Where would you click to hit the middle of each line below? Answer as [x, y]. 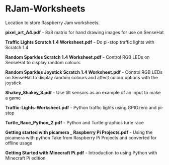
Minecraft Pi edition [25, 158]
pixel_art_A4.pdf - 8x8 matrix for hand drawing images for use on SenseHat [84, 32]
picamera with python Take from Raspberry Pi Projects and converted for [81, 137]
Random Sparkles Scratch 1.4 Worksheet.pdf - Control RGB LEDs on [77, 57]
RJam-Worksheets [45, 9]
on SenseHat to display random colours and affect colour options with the [82, 77]
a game [13, 98]
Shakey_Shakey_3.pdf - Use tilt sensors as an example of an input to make [83, 92]
